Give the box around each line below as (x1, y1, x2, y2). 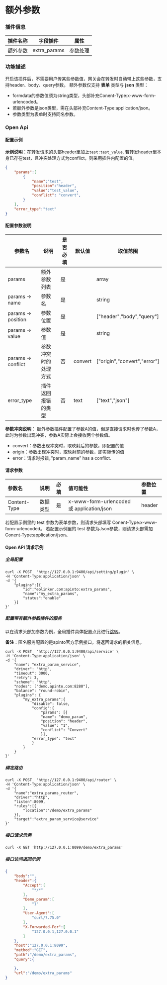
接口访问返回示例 (5, 856, 40, 862)
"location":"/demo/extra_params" (23, 808, 92, 813)
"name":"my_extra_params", (23, 591, 79, 596)
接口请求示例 (5, 832, 31, 838)
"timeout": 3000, (14, 671, 50, 676)
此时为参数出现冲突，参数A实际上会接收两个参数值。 (5, 432, 113, 438)
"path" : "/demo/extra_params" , (14, 952, 77, 958)
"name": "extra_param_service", (14, 662, 81, 667)
